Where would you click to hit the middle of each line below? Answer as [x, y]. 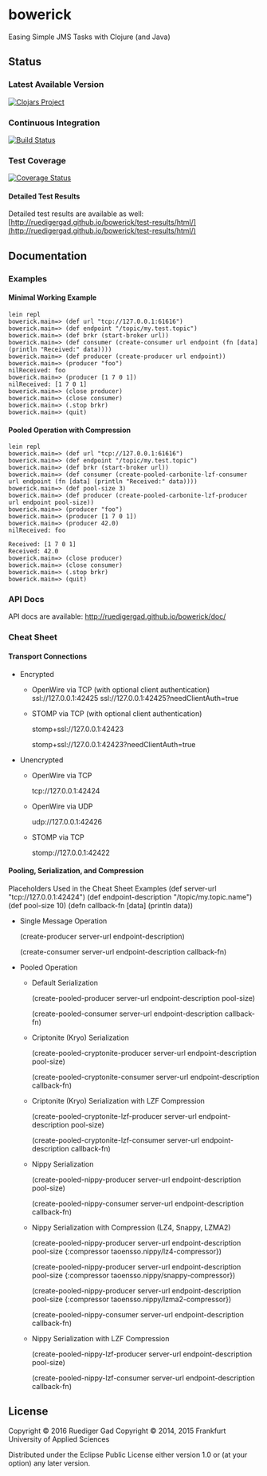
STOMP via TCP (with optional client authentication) [117, 713]
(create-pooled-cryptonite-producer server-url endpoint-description [144, 1053]
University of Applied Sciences [59, 1439]
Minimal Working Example [53, 297]
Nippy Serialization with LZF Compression [100, 1338]
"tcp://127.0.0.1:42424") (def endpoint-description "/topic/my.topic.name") [130, 897]
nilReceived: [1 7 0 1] [48, 384]
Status [25, 62]
